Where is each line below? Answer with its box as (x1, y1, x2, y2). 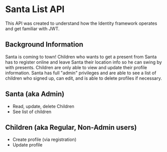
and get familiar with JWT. (5, 25, 60, 31)
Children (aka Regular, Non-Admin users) (5, 123, 137, 132)
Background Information (5, 40, 83, 49)
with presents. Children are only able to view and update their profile (5, 64, 147, 70)
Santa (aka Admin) (5, 90, 64, 98)
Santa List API (5, 4, 65, 15)
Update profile (12, 142, 43, 148)
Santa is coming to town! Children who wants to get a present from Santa (5, 54, 157, 60)
